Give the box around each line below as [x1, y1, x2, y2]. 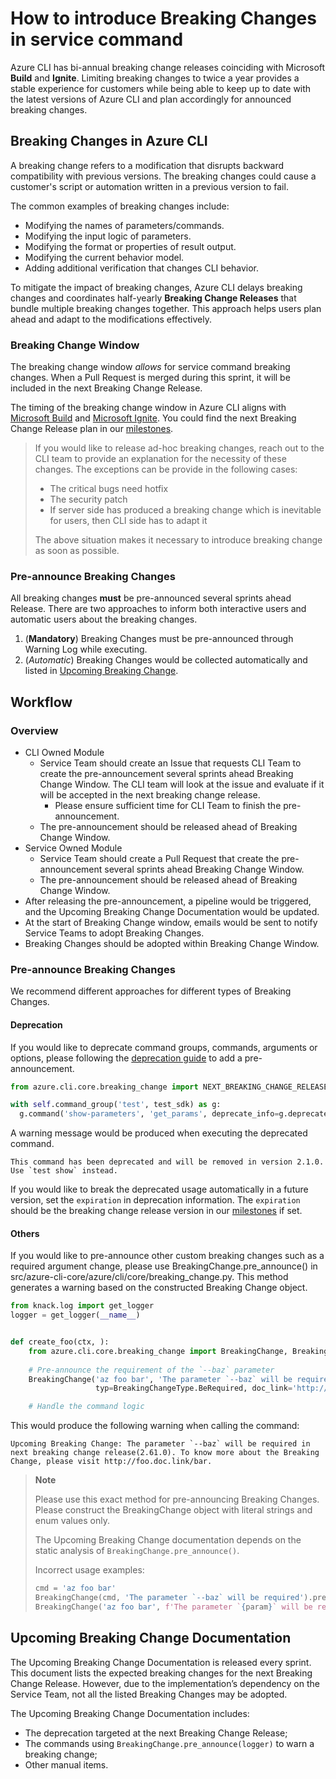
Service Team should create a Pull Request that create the [39, 853, 280, 865]
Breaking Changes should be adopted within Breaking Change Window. [24, 938, 320, 950]
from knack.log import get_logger [10, 1301, 155, 1311]
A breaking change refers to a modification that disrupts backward [10, 159, 285, 171]
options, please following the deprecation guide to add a [10, 1052, 243, 1064]
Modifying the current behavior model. [24, 251, 185, 263]
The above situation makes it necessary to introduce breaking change [34, 534, 323, 546]
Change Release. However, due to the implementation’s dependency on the [10, 1677, 320, 1689]
